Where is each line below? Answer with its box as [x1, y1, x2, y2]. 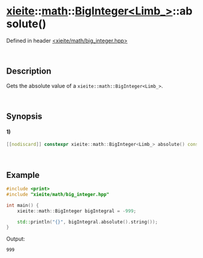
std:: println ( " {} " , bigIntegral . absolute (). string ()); [17, 219, 158, 225]
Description [6, 66, 51, 77]
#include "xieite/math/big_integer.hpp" [6, 191, 110, 197]
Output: [6, 235, 25, 242]
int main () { [6, 202, 39, 209]
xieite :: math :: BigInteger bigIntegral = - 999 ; [17, 208, 137, 214]
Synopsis [6, 112, 42, 122]
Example [6, 170, 40, 180]
